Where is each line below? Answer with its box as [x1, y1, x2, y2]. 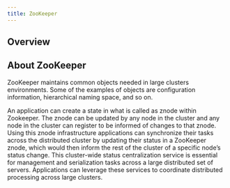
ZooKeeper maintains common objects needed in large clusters [7, 78, 190, 86]
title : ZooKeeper [7, 10, 58, 17]
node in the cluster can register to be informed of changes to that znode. [7, 121, 217, 130]
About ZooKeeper [7, 60, 86, 72]
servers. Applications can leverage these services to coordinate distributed [7, 165, 223, 174]
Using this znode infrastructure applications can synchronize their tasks [7, 128, 214, 136]
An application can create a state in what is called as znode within [7, 106, 197, 115]
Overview [7, 36, 51, 48]
